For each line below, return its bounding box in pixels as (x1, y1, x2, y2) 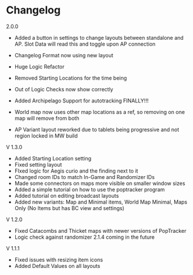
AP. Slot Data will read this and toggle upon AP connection (14, 40, 156, 47)
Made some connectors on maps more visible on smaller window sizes (14, 180, 185, 187)
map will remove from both (14, 115, 80, 122)
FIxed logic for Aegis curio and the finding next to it (14, 167, 139, 174)
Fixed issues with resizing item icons (14, 256, 104, 263)
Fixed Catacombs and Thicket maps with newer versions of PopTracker (14, 227, 187, 234)
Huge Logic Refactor (14, 63, 65, 70)
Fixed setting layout (14, 161, 63, 168)
